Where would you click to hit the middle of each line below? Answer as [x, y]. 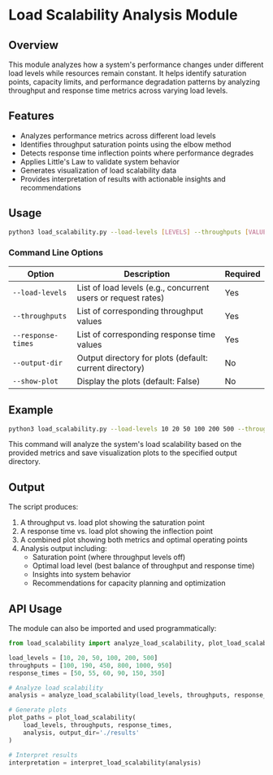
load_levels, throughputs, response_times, [98, 725]
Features [31, 116]
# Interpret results [43, 755]
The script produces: [43, 507]
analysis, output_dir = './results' [81, 733]
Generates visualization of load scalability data [98, 170]
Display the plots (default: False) [139, 381]
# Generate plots [38, 710]
